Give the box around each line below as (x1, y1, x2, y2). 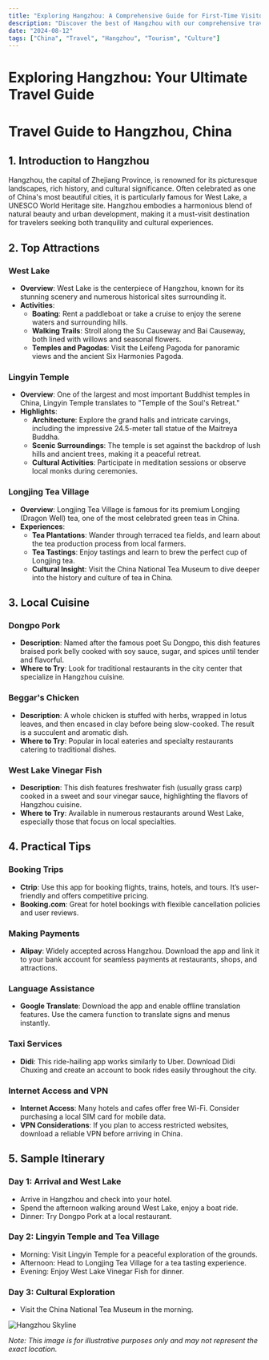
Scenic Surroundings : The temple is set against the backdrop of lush (31, 441, 261, 450)
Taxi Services (8, 1039, 62, 1050)
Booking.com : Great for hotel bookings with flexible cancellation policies (19, 899, 261, 909)
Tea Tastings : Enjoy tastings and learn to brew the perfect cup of (31, 547, 247, 557)
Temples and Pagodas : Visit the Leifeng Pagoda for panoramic (31, 343, 240, 353)
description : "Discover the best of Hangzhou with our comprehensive (8, 19, 246, 27)
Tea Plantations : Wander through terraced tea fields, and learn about (31, 530, 261, 539)
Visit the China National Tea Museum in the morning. (19, 1305, 194, 1314)
